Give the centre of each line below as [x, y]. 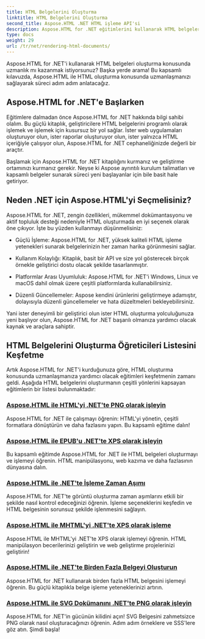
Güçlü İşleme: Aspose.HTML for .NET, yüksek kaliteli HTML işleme [99, 240]
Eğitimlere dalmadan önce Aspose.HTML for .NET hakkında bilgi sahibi [95, 117]
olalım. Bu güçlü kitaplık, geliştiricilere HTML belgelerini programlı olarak [97, 124]
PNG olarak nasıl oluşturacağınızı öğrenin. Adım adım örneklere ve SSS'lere [101, 623]
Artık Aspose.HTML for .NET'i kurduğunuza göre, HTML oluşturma [90, 370]
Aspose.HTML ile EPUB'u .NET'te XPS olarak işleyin [85, 441]
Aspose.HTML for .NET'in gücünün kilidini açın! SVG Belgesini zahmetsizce [101, 616]
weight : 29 [20, 40]
